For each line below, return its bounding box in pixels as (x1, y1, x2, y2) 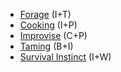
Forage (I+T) (19, 9, 72, 20)
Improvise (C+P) (19, 30, 88, 41)
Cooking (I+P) (19, 19, 78, 31)
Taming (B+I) (19, 40, 74, 52)
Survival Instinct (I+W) (19, 51, 112, 63)
